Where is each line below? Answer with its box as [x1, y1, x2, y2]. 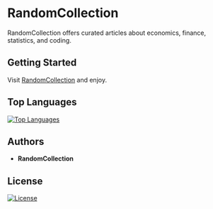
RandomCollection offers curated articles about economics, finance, [7, 28, 207, 37]
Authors [7, 135, 45, 147]
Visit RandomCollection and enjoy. [7, 75, 108, 84]
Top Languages [7, 96, 77, 108]
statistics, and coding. [7, 36, 72, 44]
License [7, 175, 43, 187]
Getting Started [7, 57, 77, 69]
